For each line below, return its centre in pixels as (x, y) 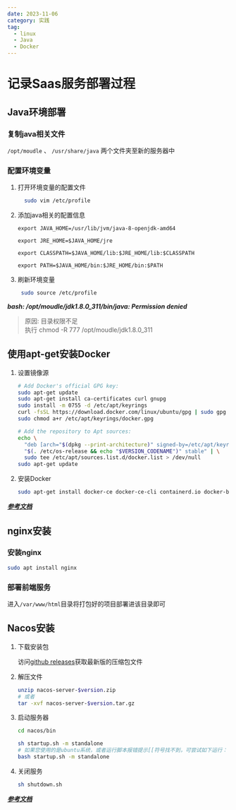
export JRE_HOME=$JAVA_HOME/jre (65, 241)
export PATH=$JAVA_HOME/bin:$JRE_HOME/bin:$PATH (90, 266)
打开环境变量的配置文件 (51, 187)
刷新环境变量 (36, 280)
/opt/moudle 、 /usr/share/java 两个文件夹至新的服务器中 (91, 150)
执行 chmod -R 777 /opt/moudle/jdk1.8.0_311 (88, 330)
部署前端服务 (29, 587)
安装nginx (25, 553)
